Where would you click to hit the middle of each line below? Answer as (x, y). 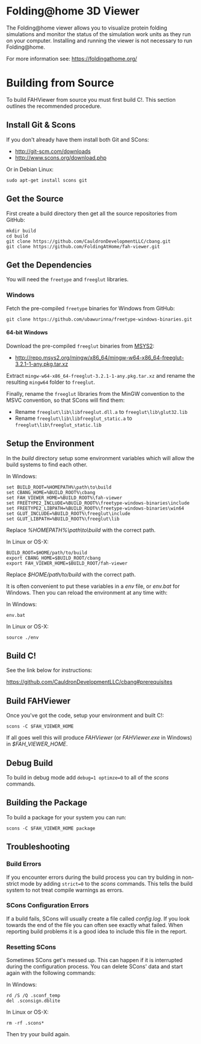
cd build (17, 236)
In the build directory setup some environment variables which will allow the (100, 458)
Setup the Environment (50, 444)
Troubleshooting (38, 847)
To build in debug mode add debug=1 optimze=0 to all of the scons (88, 778)
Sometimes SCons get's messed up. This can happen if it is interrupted (94, 960)
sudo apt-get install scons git (47, 180)
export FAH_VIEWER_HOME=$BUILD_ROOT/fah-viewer (67, 563)
